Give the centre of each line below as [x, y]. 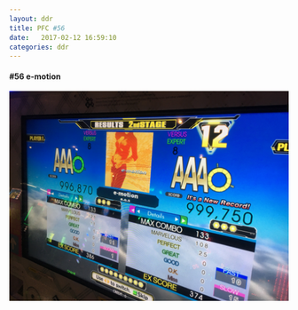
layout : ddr [31, 19]
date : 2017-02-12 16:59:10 [63, 37]
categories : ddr [39, 47]
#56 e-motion [35, 76]
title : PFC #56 [37, 28]
